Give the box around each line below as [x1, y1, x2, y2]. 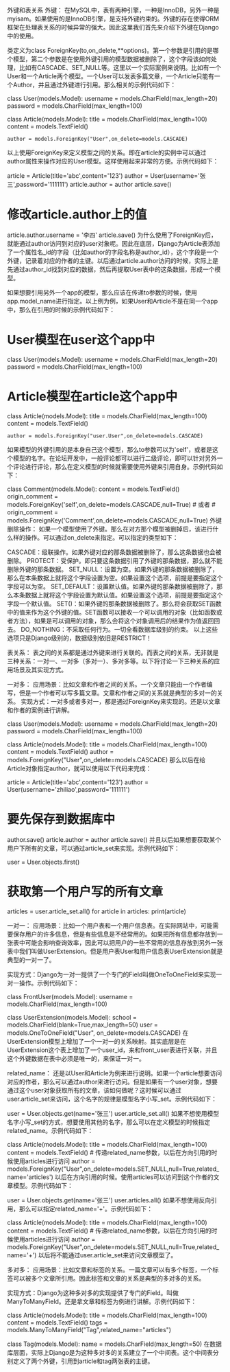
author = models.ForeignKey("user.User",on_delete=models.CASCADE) [7, 432, 204, 439]
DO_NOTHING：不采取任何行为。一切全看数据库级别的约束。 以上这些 [20, 625, 218, 633]
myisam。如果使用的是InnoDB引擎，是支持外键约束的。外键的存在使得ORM [7, 14, 220, 23]
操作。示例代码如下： [18, 979, 79, 987]
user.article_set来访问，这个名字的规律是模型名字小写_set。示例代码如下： [7, 1095, 218, 1103]
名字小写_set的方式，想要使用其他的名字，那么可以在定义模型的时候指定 [7, 1118, 211, 1126]
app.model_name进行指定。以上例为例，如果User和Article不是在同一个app [7, 297, 218, 305]
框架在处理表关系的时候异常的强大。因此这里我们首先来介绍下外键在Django [7, 23, 219, 31]
